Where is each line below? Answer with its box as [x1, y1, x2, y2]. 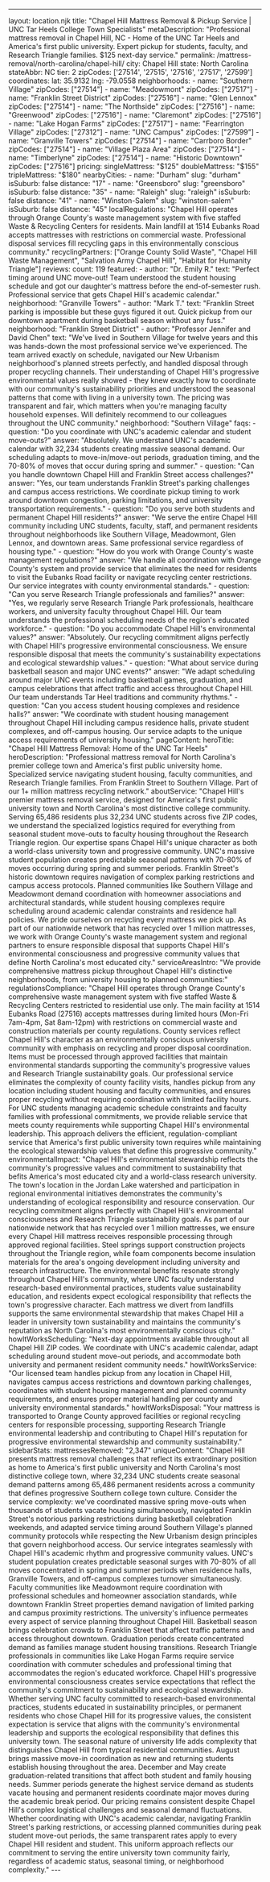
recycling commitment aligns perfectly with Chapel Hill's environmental [8, 1206, 243, 1215]
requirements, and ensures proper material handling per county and [8, 1395, 233, 1403]
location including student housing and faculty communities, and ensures [8, 1086, 252, 1096]
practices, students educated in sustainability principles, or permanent [8, 1702, 243, 1712]
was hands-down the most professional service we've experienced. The [8, 342, 247, 350]
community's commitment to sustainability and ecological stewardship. [8, 1685, 243, 1694]
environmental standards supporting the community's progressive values [8, 1060, 251, 1070]
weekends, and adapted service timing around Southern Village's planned [8, 1523, 253, 1532]
